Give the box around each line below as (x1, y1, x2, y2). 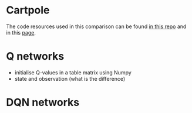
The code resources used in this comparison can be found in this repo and (6, 23, 187, 30)
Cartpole (6, 4, 50, 17)
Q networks (6, 50, 65, 63)
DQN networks (6, 96, 80, 109)
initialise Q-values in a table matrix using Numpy (14, 69, 132, 76)
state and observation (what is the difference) (14, 75, 126, 82)
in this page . (6, 29, 36, 36)
